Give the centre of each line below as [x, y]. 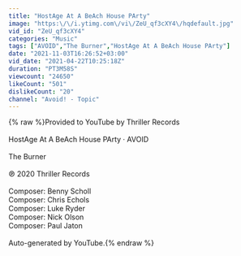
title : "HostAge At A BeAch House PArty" [80, 16]
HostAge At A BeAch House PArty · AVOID [79, 140]
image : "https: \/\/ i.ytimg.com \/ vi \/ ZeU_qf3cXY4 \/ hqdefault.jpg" [121, 24]
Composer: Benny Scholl [50, 191]
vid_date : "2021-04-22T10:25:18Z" [67, 62]
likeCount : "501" [38, 84]
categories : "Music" [43, 39]
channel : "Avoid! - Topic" [54, 99]
